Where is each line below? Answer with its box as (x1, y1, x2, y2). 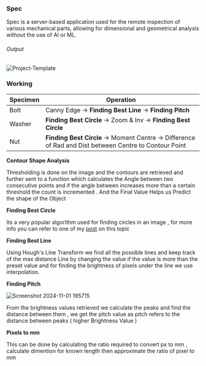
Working (6, 80, 32, 88)
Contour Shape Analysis (6, 156, 70, 164)
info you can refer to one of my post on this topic (6, 225, 130, 232)
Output (6, 45, 25, 53)
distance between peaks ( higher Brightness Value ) (6, 317, 137, 324)
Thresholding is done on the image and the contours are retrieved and (6, 169, 183, 176)
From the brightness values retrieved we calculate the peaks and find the (6, 303, 191, 311)
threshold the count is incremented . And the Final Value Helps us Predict (6, 188, 191, 196)
